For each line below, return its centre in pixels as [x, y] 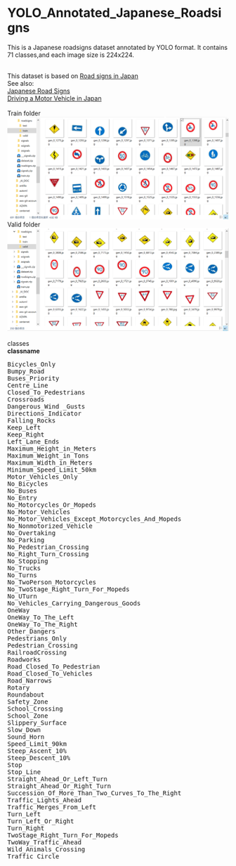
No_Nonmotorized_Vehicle [50, 526]
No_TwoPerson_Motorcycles [52, 582]
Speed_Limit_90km [37, 744]
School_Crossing [35, 709]
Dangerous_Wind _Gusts [46, 407]
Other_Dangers [32, 632]
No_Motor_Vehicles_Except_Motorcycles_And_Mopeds [94, 519]
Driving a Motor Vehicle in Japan [54, 98]
